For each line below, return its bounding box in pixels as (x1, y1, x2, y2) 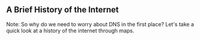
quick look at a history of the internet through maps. (6, 27, 135, 34)
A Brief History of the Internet (6, 5, 119, 15)
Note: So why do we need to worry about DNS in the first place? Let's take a (6, 20, 195, 27)
